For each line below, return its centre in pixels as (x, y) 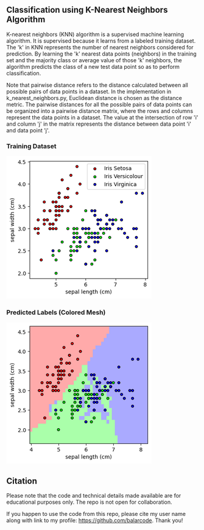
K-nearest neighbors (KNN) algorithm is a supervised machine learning (95, 34)
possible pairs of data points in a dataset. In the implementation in (89, 91)
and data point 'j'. (28, 130)
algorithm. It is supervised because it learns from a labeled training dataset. (101, 41)
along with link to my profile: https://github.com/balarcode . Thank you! (95, 520)
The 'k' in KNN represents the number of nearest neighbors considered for (100, 47)
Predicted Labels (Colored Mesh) (56, 312)
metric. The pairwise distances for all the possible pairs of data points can (99, 104)
